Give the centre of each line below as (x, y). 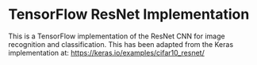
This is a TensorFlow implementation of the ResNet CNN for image (117, 36)
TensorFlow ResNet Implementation (129, 14)
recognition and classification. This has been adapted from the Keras (121, 44)
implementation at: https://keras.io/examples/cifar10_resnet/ (106, 52)
